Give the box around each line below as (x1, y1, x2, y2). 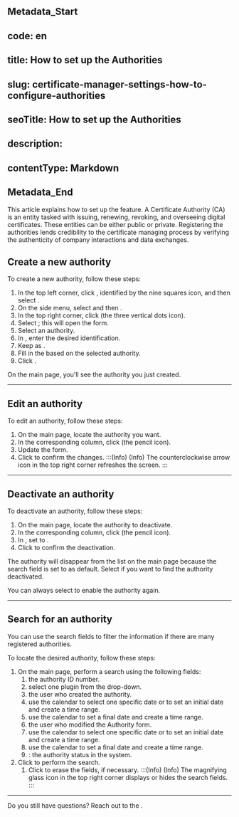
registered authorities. (7, 640, 73, 648)
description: (7, 138, 63, 150)
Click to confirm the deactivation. (17, 543, 116, 552)
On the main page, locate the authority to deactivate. (17, 520, 173, 529)
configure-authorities (7, 89, 106, 102)
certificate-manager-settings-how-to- (31, 78, 208, 90)
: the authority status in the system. (28, 750, 132, 759)
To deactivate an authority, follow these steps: (7, 507, 143, 515)
